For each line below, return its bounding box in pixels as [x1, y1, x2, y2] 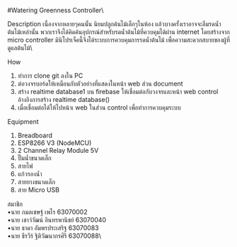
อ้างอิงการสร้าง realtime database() [17, 96, 110, 103]
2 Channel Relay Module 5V [17, 147, 99, 154]
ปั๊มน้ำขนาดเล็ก [17, 154, 52, 162]
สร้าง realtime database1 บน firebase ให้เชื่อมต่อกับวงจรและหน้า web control [17, 88, 219, 96]
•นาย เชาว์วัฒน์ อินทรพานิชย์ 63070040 [7, 216, 107, 224]
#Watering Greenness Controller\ [7, 6, 104, 14]
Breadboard [17, 131, 53, 139]
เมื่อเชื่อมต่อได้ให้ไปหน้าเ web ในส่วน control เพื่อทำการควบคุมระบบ [17, 103, 182, 112]
